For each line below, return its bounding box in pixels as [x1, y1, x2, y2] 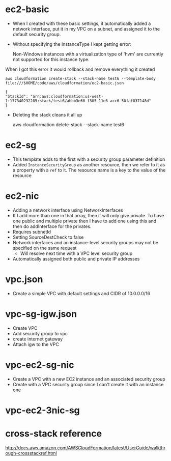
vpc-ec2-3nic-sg [5, 405, 80, 416]
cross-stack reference [5, 428, 102, 439]
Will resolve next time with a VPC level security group [20, 250, 133, 256]
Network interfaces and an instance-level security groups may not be [12, 239, 159, 245]
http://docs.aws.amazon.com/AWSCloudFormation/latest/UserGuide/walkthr [5, 444, 166, 451]
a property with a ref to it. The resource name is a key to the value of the [12, 167, 166, 173]
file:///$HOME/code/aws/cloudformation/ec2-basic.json [5, 80, 124, 85]
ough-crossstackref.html [5, 450, 57, 456]
